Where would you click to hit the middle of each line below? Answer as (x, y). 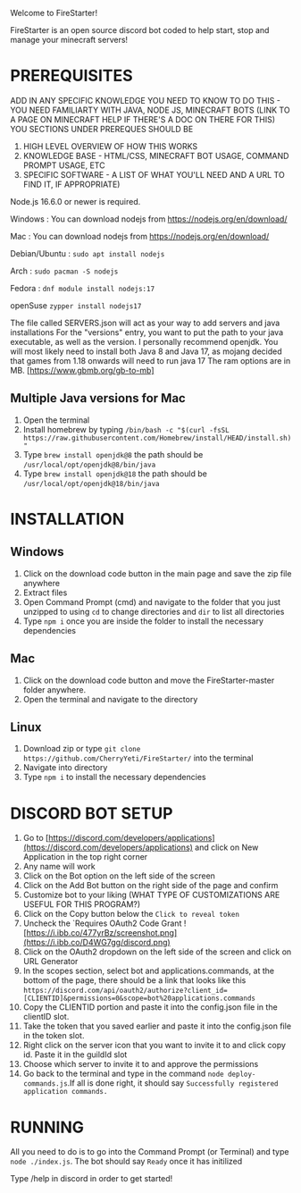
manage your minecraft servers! (69, 40)
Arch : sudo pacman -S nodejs (64, 271)
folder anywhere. (54, 689)
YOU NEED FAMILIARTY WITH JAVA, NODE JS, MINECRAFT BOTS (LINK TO (150, 110)
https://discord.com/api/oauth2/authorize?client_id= (125, 991)
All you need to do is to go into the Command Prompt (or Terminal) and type (150, 1152)
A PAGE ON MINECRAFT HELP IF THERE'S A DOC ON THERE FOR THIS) (143, 119)
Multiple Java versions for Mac (98, 398)
